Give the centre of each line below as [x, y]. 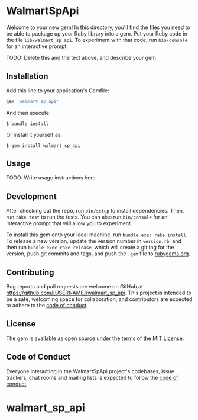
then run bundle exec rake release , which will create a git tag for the [90, 248]
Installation [27, 76]
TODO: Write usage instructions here [51, 178]
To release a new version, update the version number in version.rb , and [94, 241]
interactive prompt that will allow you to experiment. [69, 223]
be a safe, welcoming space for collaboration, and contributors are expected [99, 299]
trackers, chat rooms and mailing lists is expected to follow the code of [92, 377]
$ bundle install [27, 124]
